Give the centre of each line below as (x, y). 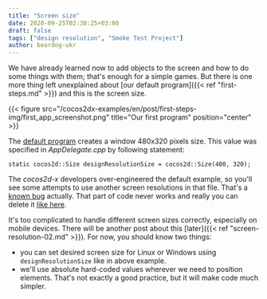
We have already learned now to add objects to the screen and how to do (129, 68)
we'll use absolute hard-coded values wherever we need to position (131, 269)
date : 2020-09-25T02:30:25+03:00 (64, 23)
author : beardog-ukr (43, 45)
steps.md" (25, 93)
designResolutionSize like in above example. (93, 261)
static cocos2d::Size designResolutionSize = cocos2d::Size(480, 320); (130, 164)
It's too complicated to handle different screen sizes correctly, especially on (133, 220)
